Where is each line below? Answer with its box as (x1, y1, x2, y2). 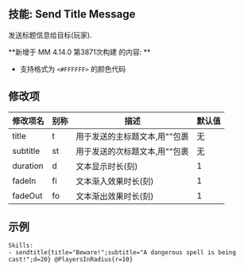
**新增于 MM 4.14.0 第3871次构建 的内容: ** (8, 47, 151, 57)
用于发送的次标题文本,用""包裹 (76, 146, 189, 157)
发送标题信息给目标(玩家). (8, 30, 93, 40)
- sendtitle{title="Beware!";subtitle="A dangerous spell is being (8, 249, 237, 257)
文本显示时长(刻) (76, 160, 138, 171)
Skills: (8, 242, 34, 249)
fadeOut (12, 190, 43, 201)
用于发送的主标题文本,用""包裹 (76, 131, 189, 142)
